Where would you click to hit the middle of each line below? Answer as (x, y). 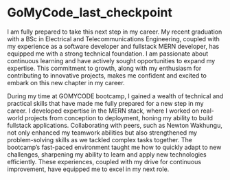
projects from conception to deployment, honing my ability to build (119, 117)
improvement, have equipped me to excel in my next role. (88, 169)
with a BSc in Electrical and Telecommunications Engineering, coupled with (113, 38)
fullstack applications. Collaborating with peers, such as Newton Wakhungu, (115, 125)
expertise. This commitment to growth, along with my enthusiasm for (104, 68)
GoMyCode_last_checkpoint (90, 13)
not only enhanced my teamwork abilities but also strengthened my (102, 133)
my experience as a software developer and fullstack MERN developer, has (113, 46)
